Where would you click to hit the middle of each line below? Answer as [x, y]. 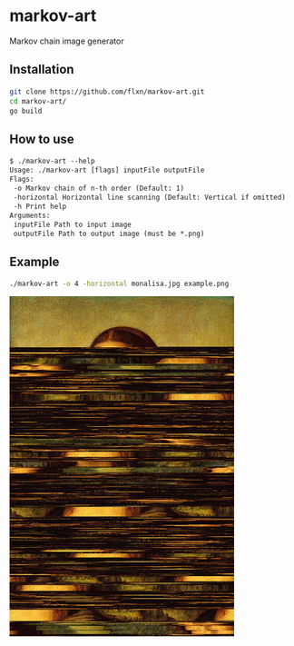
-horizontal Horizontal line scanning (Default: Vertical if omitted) [149, 198]
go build [26, 111]
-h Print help [40, 207]
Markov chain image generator [67, 41]
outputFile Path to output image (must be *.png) [109, 234]
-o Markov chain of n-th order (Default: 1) [98, 189]
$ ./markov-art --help [52, 161]
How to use [42, 139]
